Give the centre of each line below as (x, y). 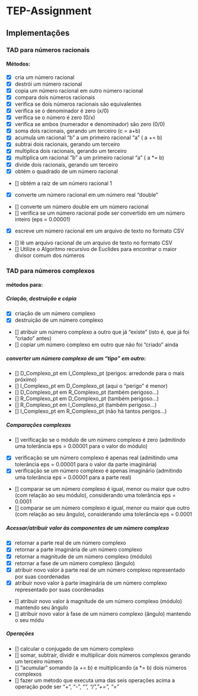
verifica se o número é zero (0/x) (55, 118)
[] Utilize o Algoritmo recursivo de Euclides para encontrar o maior (95, 249)
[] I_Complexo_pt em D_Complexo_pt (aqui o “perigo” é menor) (91, 386)
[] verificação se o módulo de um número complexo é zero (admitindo (100, 440)
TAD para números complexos (50, 271)
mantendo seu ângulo (41, 607)
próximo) (26, 380)
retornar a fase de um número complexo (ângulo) (75, 563)
